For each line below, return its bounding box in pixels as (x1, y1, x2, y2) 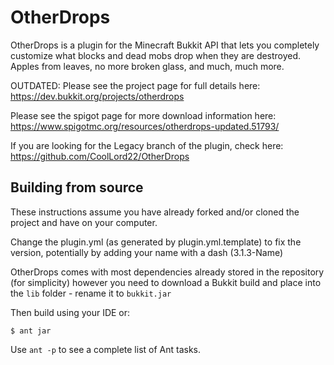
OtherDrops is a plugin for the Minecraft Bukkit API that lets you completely (10, 39, 320, 51)
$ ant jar (10, 326, 52, 336)
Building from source (10, 179, 144, 196)
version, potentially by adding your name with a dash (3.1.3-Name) (10, 246, 284, 258)
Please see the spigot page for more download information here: (10, 109, 277, 121)
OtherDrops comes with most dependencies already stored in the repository (10, 266, 325, 278)
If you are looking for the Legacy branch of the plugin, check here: (10, 139, 284, 151)
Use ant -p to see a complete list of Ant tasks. (10, 343, 202, 355)
